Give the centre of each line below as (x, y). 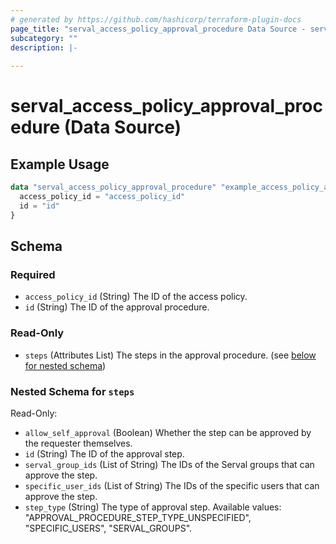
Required (33, 274)
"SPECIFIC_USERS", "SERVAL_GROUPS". (108, 528)
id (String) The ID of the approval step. (104, 453)
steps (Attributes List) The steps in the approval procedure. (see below (170, 355)
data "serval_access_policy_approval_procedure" (113, 187)
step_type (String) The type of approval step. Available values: (153, 507)
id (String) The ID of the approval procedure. (117, 307)
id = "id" (39, 206)
